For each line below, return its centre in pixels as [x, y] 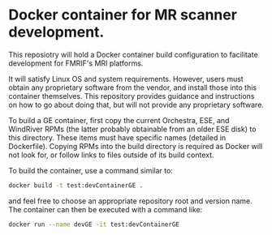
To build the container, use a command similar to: [91, 170]
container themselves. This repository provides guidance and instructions [132, 96]
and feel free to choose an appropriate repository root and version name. [131, 201]
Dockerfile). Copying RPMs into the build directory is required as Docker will [136, 146]
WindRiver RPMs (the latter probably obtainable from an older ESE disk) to [132, 129]
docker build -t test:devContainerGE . [76, 185]
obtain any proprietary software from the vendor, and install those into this [133, 88]
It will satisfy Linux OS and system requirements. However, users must [126, 79]
